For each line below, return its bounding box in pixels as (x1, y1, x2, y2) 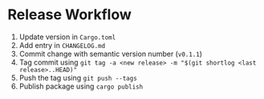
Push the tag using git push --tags (18, 73, 137, 82)
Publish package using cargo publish (18, 81, 144, 91)
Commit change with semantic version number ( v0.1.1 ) (18, 49, 202, 58)
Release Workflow (7, 6, 132, 24)
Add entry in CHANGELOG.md (18, 40, 106, 49)
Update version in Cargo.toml (18, 32, 116, 42)
